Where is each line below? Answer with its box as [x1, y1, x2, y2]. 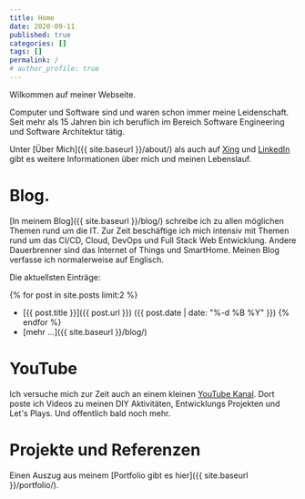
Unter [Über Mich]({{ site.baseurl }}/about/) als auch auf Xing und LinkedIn [9, 143, 290, 155]
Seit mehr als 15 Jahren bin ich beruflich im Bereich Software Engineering [9, 116, 285, 127]
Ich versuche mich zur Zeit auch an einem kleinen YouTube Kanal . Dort [9, 388, 275, 399]
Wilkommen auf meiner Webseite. [9, 88, 137, 100]
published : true [9, 30, 71, 39]
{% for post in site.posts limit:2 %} [9, 289, 138, 300]
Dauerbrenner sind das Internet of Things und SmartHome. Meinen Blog [9, 244, 280, 255]
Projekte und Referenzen [9, 439, 201, 460]
